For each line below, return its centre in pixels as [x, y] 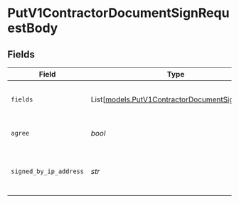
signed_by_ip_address [47, 171]
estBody [33, 28]
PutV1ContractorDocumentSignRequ [118, 13]
